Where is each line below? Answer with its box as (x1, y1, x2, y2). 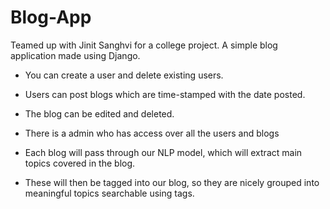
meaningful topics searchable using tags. (24, 187, 195, 199)
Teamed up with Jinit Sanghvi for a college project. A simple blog (10, 39, 278, 51)
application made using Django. (10, 49, 141, 61)
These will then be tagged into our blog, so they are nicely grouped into (24, 176, 320, 188)
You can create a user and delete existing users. (24, 69, 224, 81)
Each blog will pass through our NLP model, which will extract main (24, 146, 303, 158)
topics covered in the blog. (24, 157, 136, 169)
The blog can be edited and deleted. (24, 107, 175, 120)
